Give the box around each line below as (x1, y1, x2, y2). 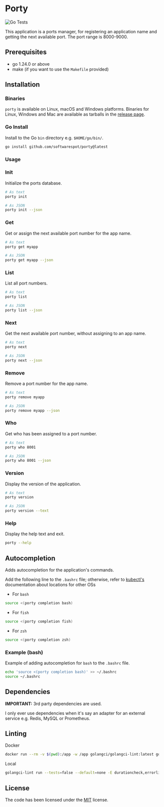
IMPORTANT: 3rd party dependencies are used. (5, 701, 102, 707)
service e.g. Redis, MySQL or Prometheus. (5, 715, 90, 721)
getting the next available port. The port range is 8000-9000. (5, 34, 128, 40)
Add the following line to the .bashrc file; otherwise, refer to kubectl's (5, 576, 145, 583)
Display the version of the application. (5, 481, 82, 487)
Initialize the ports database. (5, 180, 62, 186)
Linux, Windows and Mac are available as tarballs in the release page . (5, 111, 145, 118)
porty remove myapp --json (5, 408, 60, 413)
